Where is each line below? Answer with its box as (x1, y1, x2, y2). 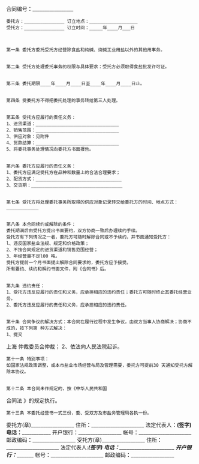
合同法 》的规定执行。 (6, 397, 61, 404)
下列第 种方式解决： (23, 325, 67, 331)
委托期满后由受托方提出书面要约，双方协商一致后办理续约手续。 (6, 227, 140, 234)
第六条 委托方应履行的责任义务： (6, 163, 76, 169)
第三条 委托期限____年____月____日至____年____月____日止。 (6, 80, 145, 86)
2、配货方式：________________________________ (6, 176, 122, 182)
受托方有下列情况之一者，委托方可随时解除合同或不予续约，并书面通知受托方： (6, 234, 171, 240)
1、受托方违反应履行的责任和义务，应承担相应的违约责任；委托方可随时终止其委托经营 (6, 289, 188, 295)
